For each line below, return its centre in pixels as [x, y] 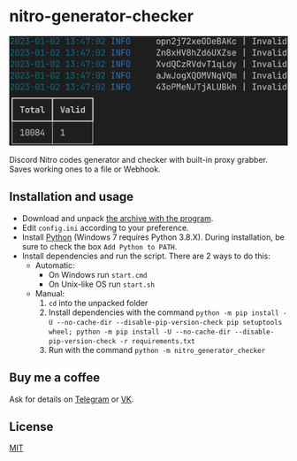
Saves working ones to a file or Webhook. [85, 169]
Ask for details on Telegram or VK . [72, 399]
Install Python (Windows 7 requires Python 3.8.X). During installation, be [153, 237]
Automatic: [55, 265]
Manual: [49, 293]
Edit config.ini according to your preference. [105, 227]
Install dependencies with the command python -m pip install [164, 312]
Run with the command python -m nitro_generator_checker [157, 350]
